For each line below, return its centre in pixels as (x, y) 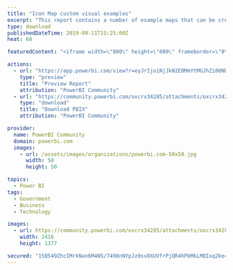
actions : (20, 64)
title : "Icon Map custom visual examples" (69, 13)
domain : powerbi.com (43, 141)
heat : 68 (20, 39)
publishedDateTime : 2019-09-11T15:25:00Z (68, 33)
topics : (18, 180)
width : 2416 (37, 237)
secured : (20, 256)
